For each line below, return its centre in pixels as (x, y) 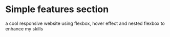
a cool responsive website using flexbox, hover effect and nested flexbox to (85, 23)
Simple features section (57, 9)
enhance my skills (24, 28)
